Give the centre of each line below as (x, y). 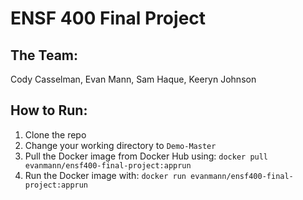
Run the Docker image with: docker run (105, 175)
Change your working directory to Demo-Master (120, 145)
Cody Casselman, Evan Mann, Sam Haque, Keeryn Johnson (133, 79)
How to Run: (49, 110)
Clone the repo (55, 134)
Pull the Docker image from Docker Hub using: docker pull (146, 156)
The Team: (44, 55)
